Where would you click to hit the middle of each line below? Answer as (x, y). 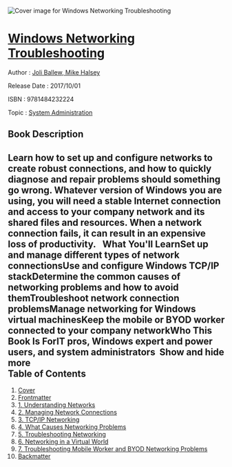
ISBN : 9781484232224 (41, 99)
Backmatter (34, 457)
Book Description (46, 134)
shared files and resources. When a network (105, 222)
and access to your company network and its (106, 212)
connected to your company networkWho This (110, 331)
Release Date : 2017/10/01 (44, 86)
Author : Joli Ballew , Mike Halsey (54, 72)
